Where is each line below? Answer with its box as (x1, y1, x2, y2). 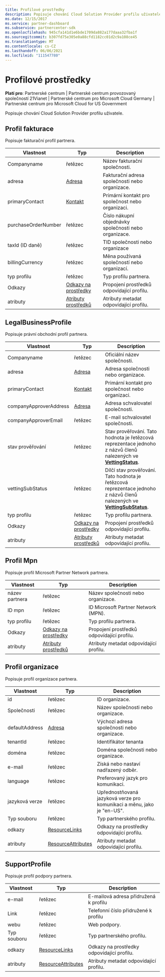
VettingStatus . (105, 458, 139, 465)
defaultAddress (7, 724, 43, 731)
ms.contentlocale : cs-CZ (5, 44, 56, 49)
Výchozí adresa (97, 718, 133, 725)
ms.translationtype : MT (5, 39, 54, 44)
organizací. (103, 265, 129, 272)
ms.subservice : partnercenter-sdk (5, 26, 76, 30)
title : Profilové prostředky (5, 7, 65, 12)
